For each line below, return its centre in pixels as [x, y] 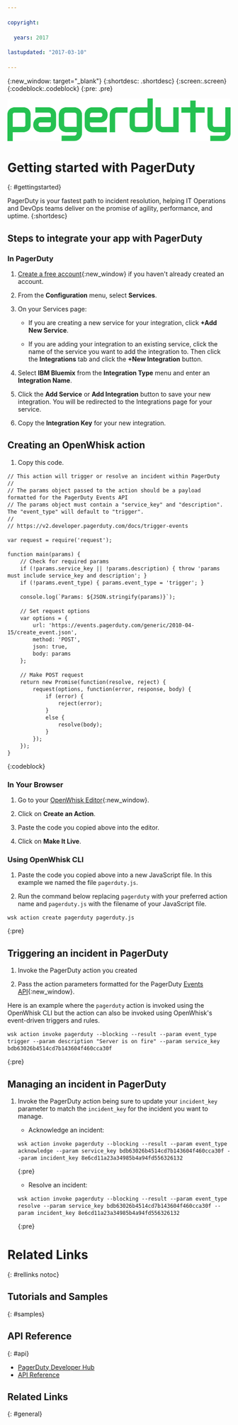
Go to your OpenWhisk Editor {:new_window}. [84, 800]
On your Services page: [52, 309]
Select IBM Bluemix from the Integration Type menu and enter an [114, 373]
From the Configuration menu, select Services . [87, 295]
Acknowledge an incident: [66, 1130]
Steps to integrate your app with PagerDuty [105, 238]
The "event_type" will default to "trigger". [75, 512]
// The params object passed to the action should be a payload [104, 490]
